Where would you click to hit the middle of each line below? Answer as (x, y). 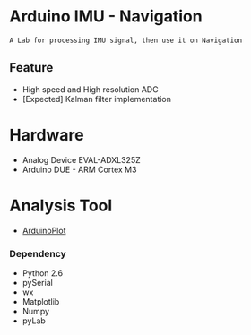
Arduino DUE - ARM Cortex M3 (79, 169)
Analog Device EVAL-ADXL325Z (81, 159)
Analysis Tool (61, 206)
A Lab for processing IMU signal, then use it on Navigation (126, 40)
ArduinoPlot (44, 230)
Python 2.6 (43, 273)
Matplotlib (41, 301)
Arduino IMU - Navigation (106, 17)
